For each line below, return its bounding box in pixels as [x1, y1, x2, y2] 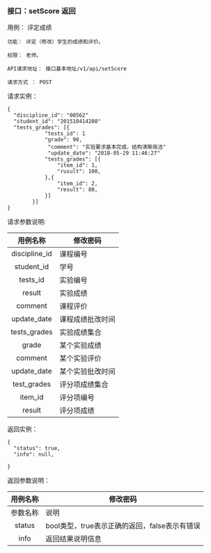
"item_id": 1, [56, 162, 98, 169]
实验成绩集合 [59, 328, 102, 337]
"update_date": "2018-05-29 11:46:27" [47, 150, 160, 157]
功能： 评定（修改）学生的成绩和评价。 [7, 38, 104, 46]
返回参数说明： [7, 476, 50, 485]
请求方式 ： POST [7, 79, 52, 86]
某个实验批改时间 [59, 367, 116, 376]
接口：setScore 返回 [7, 6, 76, 15]
